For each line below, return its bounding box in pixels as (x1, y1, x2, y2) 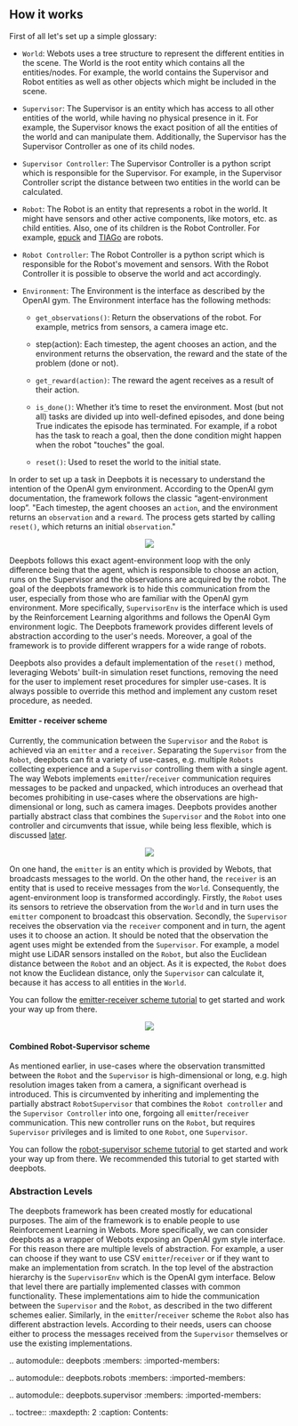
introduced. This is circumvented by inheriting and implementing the (9, 1089, 260, 1100)
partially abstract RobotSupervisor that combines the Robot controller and (9, 1099, 283, 1109)
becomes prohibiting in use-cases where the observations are (9, 792, 238, 803)
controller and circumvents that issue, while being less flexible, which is (9, 820, 272, 831)
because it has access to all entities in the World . (9, 978, 187, 988)
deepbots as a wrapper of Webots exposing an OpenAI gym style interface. (9, 1234, 286, 1245)
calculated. (21, 186, 63, 197)
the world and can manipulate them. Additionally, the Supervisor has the (21, 131, 287, 141)
